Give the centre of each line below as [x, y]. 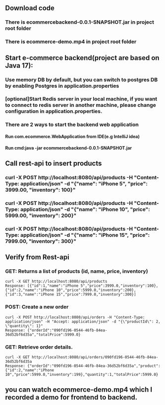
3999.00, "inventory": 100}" [40, 190]
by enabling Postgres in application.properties [62, 86]
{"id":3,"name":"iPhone [30, 295]
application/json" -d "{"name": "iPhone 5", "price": [84, 184]
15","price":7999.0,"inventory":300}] [96, 295]
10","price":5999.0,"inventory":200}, [96, 290]
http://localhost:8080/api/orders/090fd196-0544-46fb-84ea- [95, 357]
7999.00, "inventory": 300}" [41, 241]
